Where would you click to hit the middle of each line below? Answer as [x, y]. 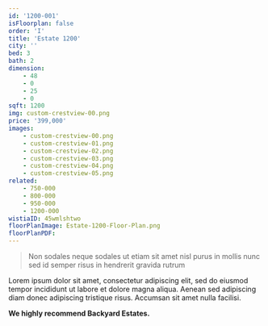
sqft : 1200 [27, 106]
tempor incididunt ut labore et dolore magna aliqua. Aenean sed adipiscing [132, 289]
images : [21, 128]
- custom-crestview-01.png [68, 143]
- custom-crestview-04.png [68, 166]
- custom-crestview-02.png [68, 151]
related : [23, 181]
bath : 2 [21, 61]
